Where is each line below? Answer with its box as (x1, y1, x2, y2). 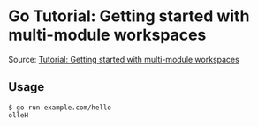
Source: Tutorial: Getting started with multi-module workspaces (8, 54, 239, 64)
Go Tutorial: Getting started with (8, 6, 250, 26)
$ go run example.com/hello (8, 103, 112, 112)
